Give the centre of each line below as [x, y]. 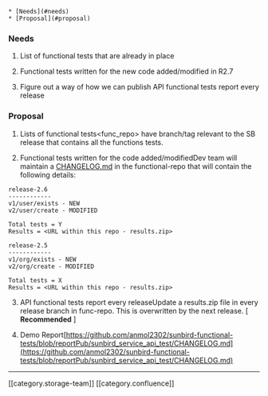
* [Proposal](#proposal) [49, 18]
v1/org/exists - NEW [43, 259]
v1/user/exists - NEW [44, 203]
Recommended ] [48, 319]
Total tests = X [35, 280]
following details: [47, 174]
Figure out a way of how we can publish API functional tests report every [139, 87]
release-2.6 [28, 189]
